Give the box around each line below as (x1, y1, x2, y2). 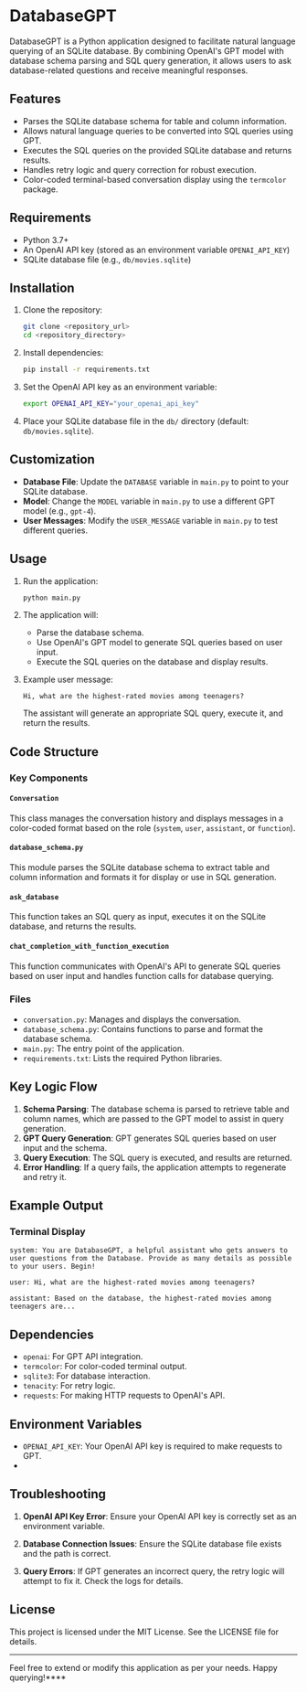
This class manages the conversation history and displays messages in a (9, 813, 284, 824)
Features (9, 91, 61, 107)
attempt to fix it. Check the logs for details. (22, 1575, 184, 1586)
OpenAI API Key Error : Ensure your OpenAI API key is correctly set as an (22, 1510, 297, 1522)
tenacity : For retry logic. (22, 1380, 116, 1391)
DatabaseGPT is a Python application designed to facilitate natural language (9, 36, 296, 47)
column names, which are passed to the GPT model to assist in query (22, 1112, 285, 1124)
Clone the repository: (22, 304, 103, 315)
